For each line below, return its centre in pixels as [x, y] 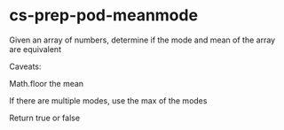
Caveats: [25, 66]
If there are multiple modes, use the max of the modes [108, 100]
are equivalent [35, 49]
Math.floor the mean [47, 83]
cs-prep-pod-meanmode [103, 15]
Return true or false [45, 118]
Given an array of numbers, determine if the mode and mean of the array [142, 40]
